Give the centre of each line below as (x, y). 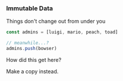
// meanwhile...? (28, 43)
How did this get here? (34, 60)
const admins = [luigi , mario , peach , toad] (62, 32)
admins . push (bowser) (32, 49)
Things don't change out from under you (56, 21)
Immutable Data (30, 8)
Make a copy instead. (32, 71)
